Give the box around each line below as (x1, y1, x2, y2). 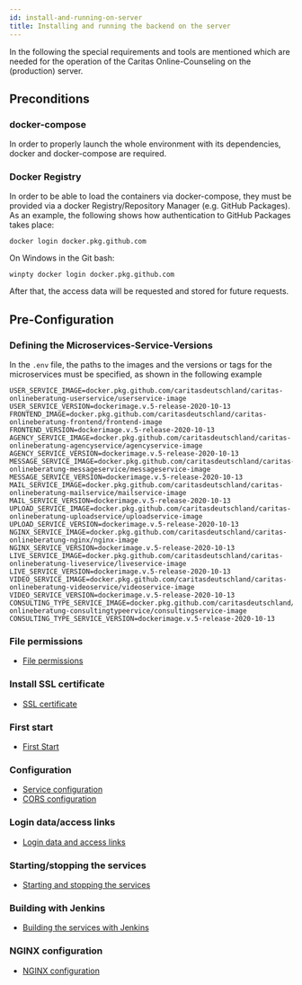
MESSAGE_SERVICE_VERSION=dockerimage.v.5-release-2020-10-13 (9, 473, 244, 482)
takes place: (9, 219, 55, 230)
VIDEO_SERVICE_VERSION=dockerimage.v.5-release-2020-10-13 (9, 590, 235, 600)
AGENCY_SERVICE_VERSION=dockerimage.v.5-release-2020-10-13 (9, 449, 240, 458)
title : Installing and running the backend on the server (9, 22, 231, 31)
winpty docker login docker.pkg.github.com (9, 271, 175, 280)
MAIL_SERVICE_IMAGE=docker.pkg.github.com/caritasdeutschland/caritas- (9, 481, 283, 490)
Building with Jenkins (9, 901, 106, 914)
